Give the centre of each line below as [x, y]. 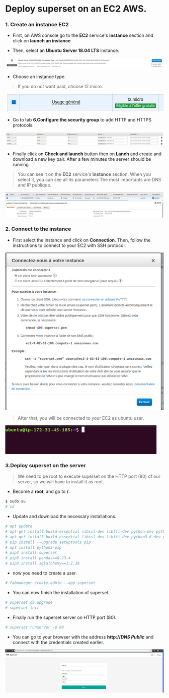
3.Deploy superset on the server [46, 465]
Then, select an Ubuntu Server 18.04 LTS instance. [66, 50]
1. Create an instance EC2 [37, 25]
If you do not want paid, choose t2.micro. [60, 87]
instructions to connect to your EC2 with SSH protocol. [69, 245]
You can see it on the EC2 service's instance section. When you [84, 174]
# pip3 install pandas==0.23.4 [38, 558]
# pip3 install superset [31, 553]
